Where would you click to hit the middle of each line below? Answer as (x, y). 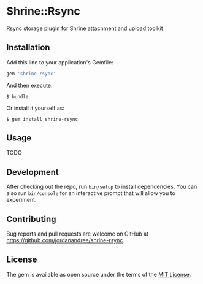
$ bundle (17, 96)
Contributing (31, 219)
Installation (28, 48)
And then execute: (29, 85)
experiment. (21, 200)
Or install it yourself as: (35, 108)
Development (33, 172)
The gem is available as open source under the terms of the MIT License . (99, 274)
